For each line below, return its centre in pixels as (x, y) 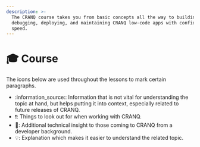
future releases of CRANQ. (47, 110)
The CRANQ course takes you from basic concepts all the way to (93, 17)
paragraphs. (21, 86)
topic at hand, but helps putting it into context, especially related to (97, 104)
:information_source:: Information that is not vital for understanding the (101, 97)
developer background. (43, 132)
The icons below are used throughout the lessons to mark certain (86, 79)
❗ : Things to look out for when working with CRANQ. (78, 117)
